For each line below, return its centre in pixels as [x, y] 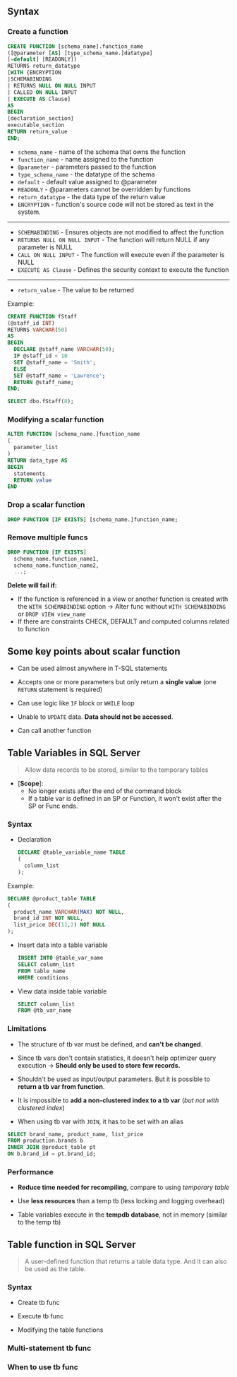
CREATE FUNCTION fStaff [42, 316]
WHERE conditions [43, 977]
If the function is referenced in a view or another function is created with [123, 599]
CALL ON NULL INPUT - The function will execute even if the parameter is [121, 254]
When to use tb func [43, 1367]
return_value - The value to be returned [75, 290]
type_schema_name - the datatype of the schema [86, 174]
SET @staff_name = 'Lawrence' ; [60, 376]
